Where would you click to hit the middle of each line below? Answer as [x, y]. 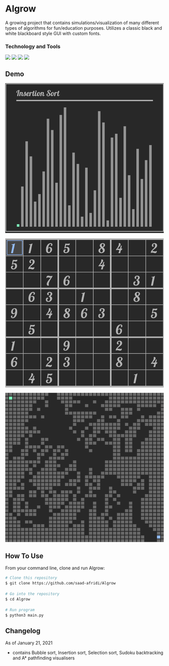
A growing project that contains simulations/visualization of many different [82, 23]
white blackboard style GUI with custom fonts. [53, 33]
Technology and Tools [33, 46]
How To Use [24, 556]
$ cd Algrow [18, 599]
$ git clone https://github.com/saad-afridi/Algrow [60, 583]
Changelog [23, 631]
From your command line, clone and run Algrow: [55, 568]
